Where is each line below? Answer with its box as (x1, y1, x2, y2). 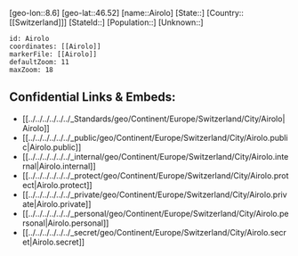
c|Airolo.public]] (21, 142, 82, 153)
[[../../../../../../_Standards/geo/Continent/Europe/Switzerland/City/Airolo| (21, 113, 286, 124)
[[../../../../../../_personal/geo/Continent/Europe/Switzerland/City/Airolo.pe (21, 208, 289, 219)
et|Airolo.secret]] (21, 236, 85, 247)
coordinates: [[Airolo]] (9, 42, 101, 51)
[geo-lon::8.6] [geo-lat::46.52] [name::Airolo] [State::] (9, 8, 205, 18)
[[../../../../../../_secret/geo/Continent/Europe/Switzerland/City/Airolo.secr (21, 227, 287, 237)
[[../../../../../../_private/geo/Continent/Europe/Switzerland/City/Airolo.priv (21, 189, 287, 200)
